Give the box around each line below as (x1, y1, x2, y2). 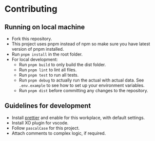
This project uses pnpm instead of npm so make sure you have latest (11, 41, 151, 47)
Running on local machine (4, 23, 85, 31)
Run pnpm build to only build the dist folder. (19, 62, 106, 67)
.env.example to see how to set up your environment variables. (19, 82, 145, 88)
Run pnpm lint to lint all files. (19, 67, 77, 73)
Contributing (4, 3, 58, 15)
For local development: (11, 57, 58, 62)
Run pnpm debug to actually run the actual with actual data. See (19, 77, 144, 83)
